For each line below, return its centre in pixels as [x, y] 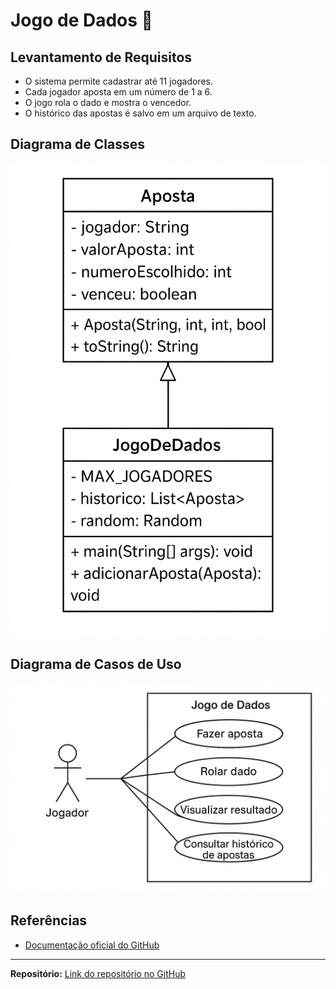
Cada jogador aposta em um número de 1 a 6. [118, 92]
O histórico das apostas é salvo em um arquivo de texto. [140, 113]
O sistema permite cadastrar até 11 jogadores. [118, 81]
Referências [49, 920]
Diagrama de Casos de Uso [96, 664]
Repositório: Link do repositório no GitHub [98, 973]
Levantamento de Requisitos [101, 57]
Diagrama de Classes [78, 144]
